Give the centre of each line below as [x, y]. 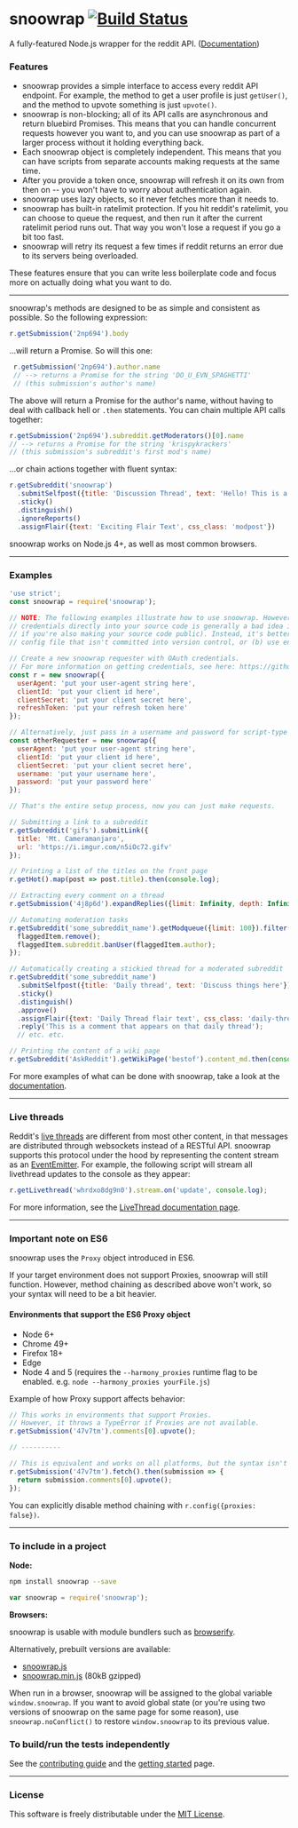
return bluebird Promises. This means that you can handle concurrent [149, 123]
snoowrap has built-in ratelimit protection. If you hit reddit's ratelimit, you [155, 209]
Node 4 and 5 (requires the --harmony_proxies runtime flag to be [140, 1371]
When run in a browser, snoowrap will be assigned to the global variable [141, 1693]
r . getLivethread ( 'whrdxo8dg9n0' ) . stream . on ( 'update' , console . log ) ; [138, 1190]
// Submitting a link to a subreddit [79, 823]
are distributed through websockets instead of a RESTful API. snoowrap [140, 1146]
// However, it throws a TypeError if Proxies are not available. [134, 1423]
